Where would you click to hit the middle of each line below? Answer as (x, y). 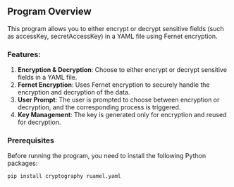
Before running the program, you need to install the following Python (107, 156)
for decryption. (39, 122)
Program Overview (49, 12)
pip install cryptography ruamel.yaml (64, 176)
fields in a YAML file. (47, 78)
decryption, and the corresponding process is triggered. (99, 107)
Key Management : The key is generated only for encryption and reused (122, 115)
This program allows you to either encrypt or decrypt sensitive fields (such (116, 28)
